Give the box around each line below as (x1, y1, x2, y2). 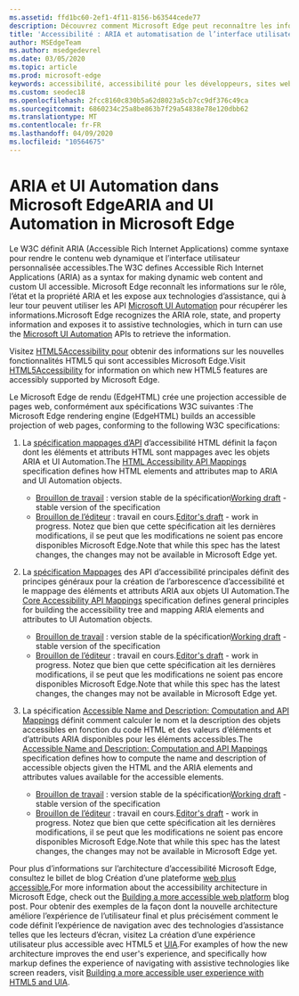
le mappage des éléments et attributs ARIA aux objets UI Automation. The (21, 585, 290, 596)
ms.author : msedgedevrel (9, 46, 101, 55)
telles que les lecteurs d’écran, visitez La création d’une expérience (9, 929, 256, 940)
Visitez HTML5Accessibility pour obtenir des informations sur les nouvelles (9, 345, 285, 357)
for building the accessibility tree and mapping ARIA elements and (21, 604, 265, 615)
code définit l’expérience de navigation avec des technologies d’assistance (9, 919, 285, 930)
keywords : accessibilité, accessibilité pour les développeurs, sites (9, 79, 277, 88)
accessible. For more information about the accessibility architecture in (9, 882, 268, 893)
